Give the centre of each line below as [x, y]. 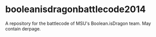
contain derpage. [23, 28]
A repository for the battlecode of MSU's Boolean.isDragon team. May [78, 23]
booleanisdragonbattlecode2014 [75, 9]
